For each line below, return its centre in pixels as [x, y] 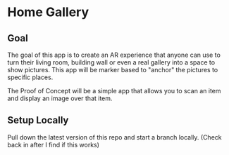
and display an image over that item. [60, 98]
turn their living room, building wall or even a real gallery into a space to [111, 62]
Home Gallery [48, 12]
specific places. [30, 77]
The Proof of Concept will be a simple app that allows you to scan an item [114, 91]
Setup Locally [38, 120]
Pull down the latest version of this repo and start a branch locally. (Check [114, 137]
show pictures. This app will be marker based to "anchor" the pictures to [113, 70]
